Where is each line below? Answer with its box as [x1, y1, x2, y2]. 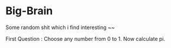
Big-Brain [5, 4, 53, 18]
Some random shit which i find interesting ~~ [5, 24, 116, 31]
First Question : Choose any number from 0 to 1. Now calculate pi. [5, 35, 166, 42]
